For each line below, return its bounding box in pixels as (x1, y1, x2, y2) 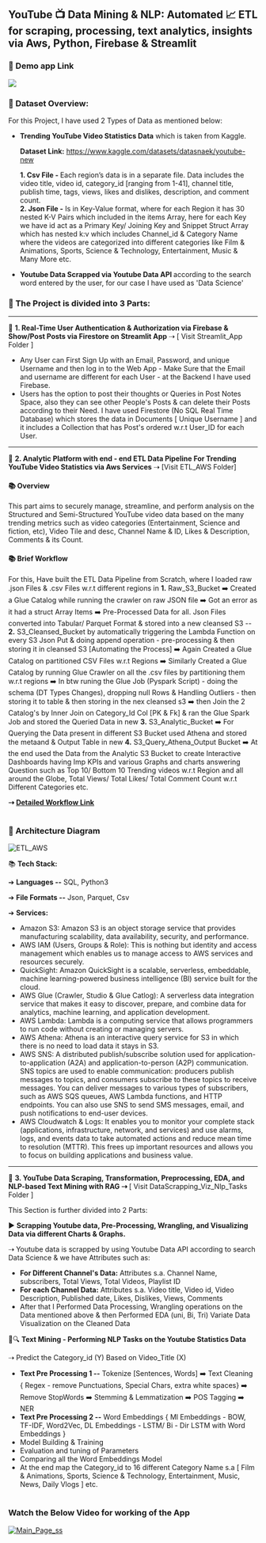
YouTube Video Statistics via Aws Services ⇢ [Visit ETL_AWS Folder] (8, 462, 237, 472)
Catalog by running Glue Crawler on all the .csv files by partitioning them (8, 667, 245, 677)
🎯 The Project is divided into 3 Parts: (8, 298, 150, 309)
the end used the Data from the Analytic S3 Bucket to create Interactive (8, 748, 241, 758)
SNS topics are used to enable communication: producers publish (19, 1066, 234, 1076)
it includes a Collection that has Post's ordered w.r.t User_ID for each (19, 423, 245, 432)
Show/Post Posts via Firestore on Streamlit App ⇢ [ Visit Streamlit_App (8, 332, 243, 341)
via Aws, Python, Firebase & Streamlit (8, 36, 197, 51)
